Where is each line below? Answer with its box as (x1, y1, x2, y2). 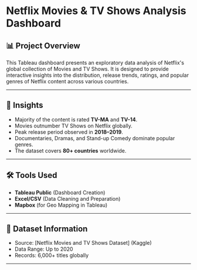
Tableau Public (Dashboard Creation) (14, 189, 106, 196)
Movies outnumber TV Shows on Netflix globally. (14, 122, 133, 129)
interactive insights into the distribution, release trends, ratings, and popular (6, 72, 189, 79)
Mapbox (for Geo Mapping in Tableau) (14, 201, 108, 208)
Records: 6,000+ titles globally (14, 252, 89, 259)
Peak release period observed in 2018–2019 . (14, 128, 123, 136)
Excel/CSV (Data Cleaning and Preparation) (14, 195, 121, 202)
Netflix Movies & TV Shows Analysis (6, 4, 186, 18)
